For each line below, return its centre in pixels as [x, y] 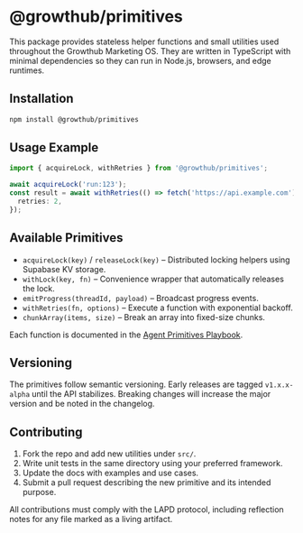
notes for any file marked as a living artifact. [91, 519]
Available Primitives [66, 238]
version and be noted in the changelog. [82, 404]
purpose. [39, 492]
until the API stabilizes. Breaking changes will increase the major [151, 394]
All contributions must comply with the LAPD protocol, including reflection [147, 510]
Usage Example [54, 147]
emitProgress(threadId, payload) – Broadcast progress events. [140, 298]
